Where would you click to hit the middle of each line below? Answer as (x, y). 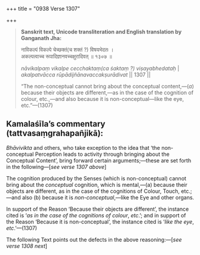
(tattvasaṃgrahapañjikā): (55, 133)
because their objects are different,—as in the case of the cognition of (107, 93)
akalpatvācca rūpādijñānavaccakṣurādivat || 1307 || (86, 75)
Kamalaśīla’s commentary (56, 124)
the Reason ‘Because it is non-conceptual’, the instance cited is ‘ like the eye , (100, 222)
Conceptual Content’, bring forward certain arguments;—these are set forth (99, 160)
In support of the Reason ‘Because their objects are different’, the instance (98, 209)
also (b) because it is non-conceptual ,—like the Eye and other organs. (108, 197)
